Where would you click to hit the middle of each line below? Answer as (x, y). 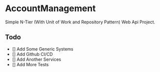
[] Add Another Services (36, 59)
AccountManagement (50, 9)
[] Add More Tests (30, 64)
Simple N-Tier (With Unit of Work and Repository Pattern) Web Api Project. (80, 22)
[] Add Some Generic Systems (43, 49)
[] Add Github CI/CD (32, 54)
